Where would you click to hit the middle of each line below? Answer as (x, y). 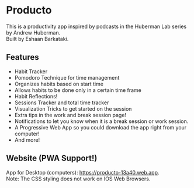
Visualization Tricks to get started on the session (73, 108)
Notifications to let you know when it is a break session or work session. (101, 121)
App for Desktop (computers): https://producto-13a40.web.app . (83, 172)
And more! (27, 140)
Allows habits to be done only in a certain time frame (78, 90)
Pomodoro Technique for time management (67, 77)
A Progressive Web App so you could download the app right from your (101, 127)
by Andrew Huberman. (33, 32)
